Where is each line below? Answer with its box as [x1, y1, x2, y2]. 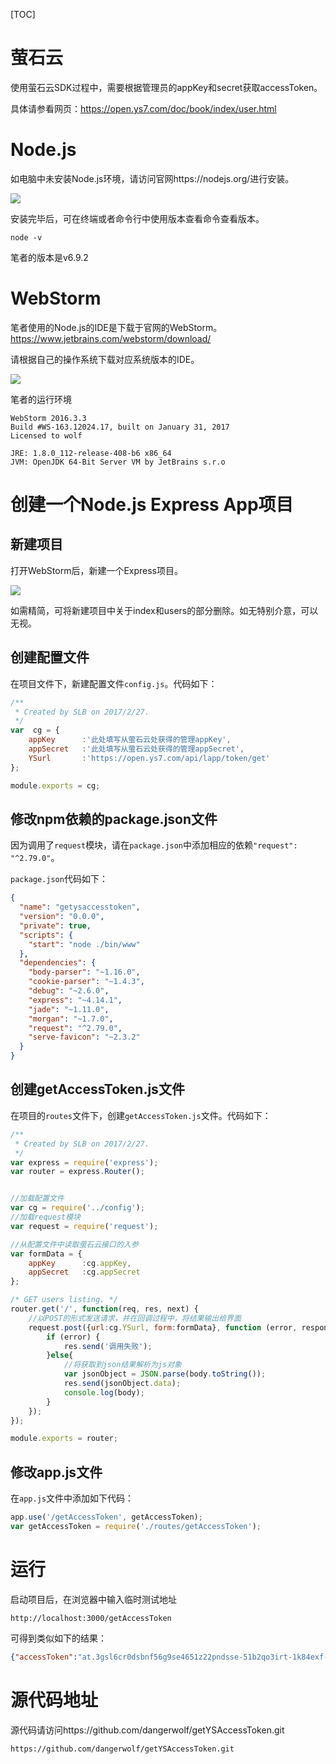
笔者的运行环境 [10, 393, 72, 405]
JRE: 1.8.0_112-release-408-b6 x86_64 [10, 448, 172, 458]
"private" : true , [19, 920, 92, 931]
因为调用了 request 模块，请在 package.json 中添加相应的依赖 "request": [10, 839, 298, 851]
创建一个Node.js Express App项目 [10, 494, 294, 516]
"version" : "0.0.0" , [19, 912, 105, 922]
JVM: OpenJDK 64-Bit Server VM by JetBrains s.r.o [10, 457, 226, 467]
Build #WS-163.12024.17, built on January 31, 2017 [10, 422, 230, 432]
